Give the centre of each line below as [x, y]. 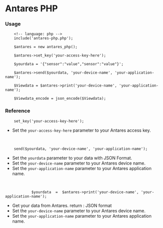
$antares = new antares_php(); [46, 47]
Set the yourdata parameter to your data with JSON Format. [72, 158]
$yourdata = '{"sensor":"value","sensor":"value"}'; [69, 64]
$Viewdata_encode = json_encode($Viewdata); [60, 99]
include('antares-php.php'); [44, 38]
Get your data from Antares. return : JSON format [62, 205]
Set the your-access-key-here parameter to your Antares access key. [81, 130]
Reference [18, 111]
